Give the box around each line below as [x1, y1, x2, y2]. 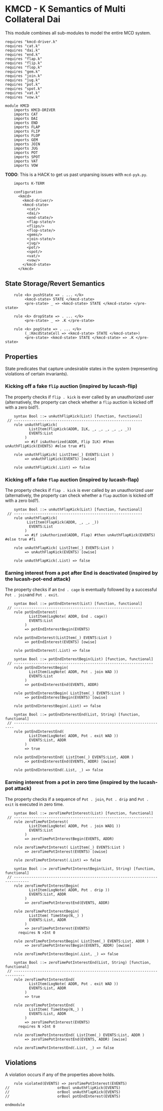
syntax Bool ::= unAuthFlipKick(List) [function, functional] [14, 413, 143, 419]
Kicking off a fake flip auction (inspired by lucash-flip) [5, 383, 138, 390]
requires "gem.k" [5, 69, 40, 74]
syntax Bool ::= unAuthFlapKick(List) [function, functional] [14, 507, 143, 512]
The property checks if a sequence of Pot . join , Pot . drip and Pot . [5, 796, 149, 802]
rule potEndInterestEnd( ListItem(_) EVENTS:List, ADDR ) [14, 755, 134, 760]
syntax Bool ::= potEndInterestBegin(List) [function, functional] [14, 657, 153, 662]
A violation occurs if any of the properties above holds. [5, 1072, 115, 1077]
